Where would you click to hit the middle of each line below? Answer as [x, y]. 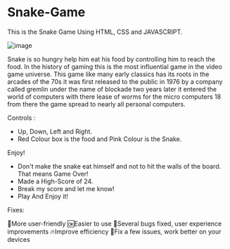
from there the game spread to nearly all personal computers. [97, 104]
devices [19, 239]
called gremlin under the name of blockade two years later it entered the [112, 89]
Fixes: [16, 209]
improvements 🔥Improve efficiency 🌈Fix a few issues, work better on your [114, 231]
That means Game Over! [53, 174]
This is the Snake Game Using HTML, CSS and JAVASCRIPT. [95, 32]
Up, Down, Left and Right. [55, 131]
